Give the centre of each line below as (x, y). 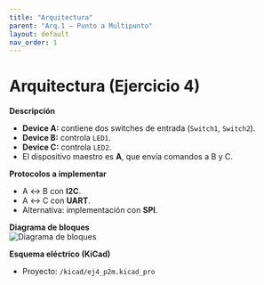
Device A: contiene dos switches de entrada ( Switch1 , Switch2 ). (139, 128)
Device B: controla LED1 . (66, 138)
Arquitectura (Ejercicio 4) (104, 86)
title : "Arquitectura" (51, 17)
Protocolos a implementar (58, 174)
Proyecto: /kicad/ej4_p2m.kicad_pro (88, 272)
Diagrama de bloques (50, 227)
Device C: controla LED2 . (67, 147)
